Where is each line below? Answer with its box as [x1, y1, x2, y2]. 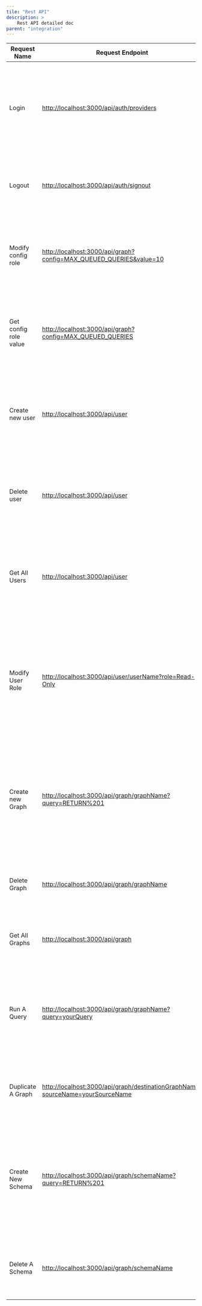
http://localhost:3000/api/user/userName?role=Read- [41, 672, 195, 681]
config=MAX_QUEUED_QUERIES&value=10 [41, 255, 164, 264]
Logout [9, 181, 29, 190]
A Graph [9, 1090, 33, 1098]
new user [9, 413, 36, 422]
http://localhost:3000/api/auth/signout [41, 181, 151, 190]
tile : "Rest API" [6, 8, 50, 15]
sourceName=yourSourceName [41, 1090, 132, 1098]
